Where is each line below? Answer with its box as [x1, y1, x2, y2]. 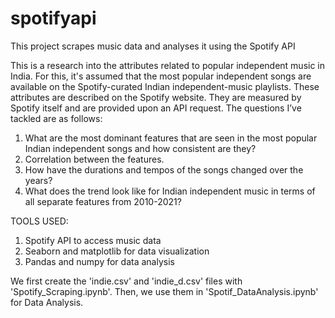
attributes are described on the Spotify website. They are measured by [10, 91, 302, 103]
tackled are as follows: [10, 112, 103, 124]
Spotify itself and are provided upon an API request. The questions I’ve [10, 102, 302, 114]
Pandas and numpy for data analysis [24, 255, 175, 267]
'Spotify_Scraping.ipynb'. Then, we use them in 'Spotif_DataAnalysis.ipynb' [10, 285, 319, 297]
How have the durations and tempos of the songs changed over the [24, 163, 304, 176]
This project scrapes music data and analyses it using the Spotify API [10, 40, 296, 52]
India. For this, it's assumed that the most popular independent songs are [10, 70, 312, 82]
